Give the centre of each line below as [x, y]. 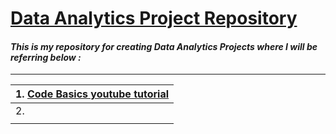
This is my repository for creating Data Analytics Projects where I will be [164, 46]
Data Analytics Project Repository [154, 18]
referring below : [46, 57]
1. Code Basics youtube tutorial [92, 94]
